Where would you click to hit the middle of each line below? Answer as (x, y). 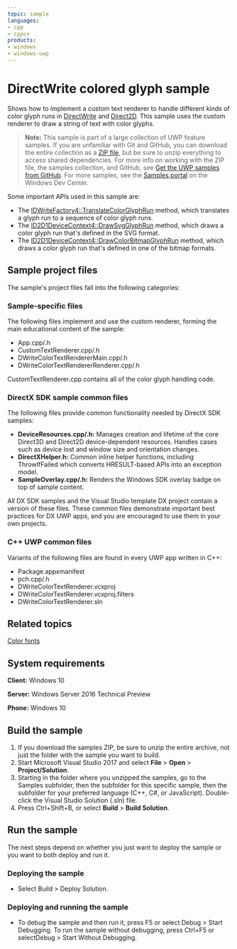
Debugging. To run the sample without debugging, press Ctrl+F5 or (116, 930)
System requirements (56, 663)
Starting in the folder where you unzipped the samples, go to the (112, 777)
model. (28, 472)
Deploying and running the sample (68, 907)
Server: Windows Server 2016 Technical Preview (79, 695)
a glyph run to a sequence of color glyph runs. (86, 218)
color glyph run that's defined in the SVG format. (89, 232)
